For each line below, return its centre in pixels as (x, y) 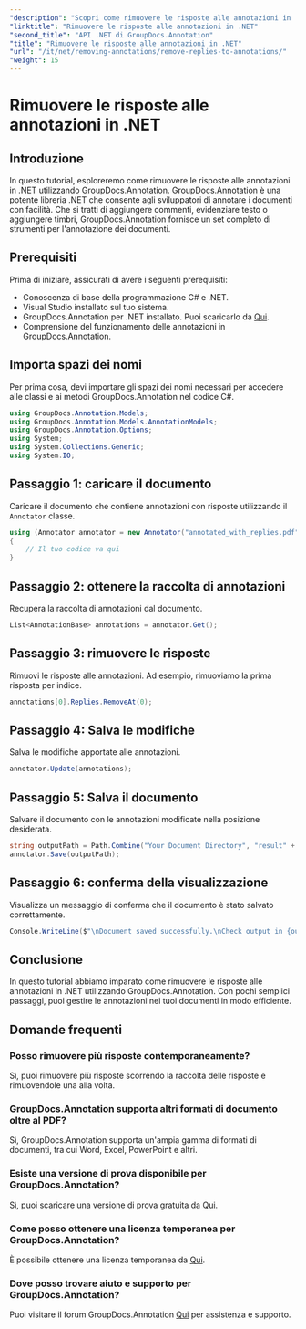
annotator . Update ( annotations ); (71, 769)
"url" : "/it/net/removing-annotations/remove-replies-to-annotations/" (148, 52)
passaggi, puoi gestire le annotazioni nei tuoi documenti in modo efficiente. (150, 1001)
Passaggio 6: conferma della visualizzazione (139, 883)
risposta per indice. (46, 685)
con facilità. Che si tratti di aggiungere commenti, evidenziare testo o (139, 209)
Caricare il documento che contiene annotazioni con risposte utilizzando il (148, 506)
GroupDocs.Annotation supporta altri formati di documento (143, 1108)
